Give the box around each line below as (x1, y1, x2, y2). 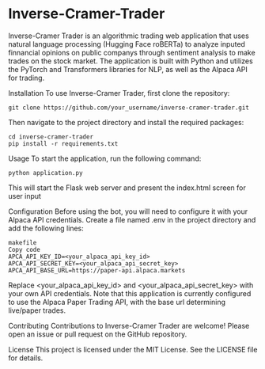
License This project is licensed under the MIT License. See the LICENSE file (8, 344, 258, 354)
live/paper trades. (8, 306, 66, 315)
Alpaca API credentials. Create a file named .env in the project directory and (8, 215, 256, 224)
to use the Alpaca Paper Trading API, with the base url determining (8, 297, 226, 306)
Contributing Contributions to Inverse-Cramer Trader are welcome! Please (8, 321, 250, 330)
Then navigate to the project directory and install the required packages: (8, 117, 244, 127)
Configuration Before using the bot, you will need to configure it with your (8, 207, 248, 216)
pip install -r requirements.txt (8, 139, 119, 147)
